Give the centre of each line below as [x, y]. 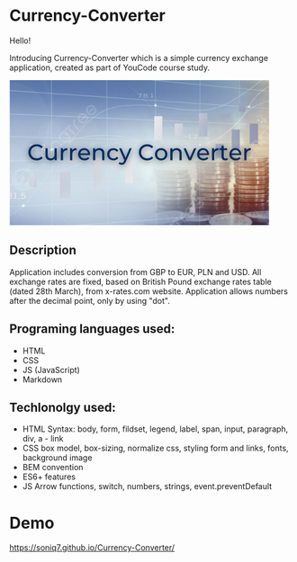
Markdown [42, 379]
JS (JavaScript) [51, 370]
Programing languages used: [92, 329]
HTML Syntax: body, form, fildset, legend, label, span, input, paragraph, [155, 429]
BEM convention [53, 468]
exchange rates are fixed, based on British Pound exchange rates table [140, 281]
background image [57, 458]
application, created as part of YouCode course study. [109, 67]
